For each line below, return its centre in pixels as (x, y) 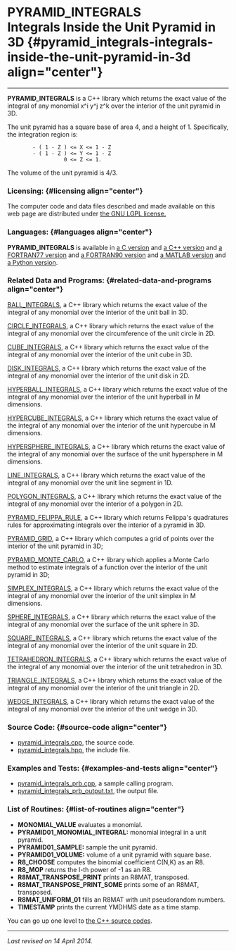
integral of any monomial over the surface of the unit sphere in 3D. (104, 624)
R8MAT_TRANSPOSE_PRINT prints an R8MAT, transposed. (103, 877)
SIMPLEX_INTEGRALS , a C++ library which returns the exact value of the (113, 588)
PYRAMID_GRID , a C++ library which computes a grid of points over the (111, 538)
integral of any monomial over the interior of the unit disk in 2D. (99, 375)
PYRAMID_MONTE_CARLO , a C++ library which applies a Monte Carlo (108, 559)
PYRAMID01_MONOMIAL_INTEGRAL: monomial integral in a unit (112, 832)
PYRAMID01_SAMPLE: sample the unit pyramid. (87, 847)
